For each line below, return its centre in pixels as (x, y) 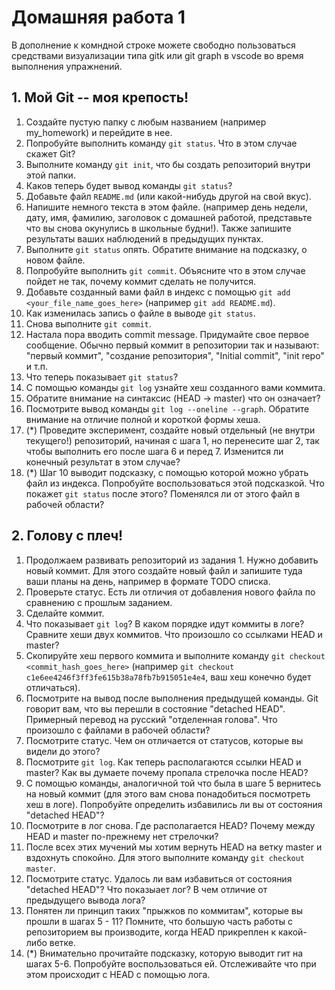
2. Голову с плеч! (67, 536)
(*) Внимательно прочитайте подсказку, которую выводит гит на (164, 953)
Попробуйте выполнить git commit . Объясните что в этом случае (165, 270)
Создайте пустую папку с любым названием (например (146, 122)
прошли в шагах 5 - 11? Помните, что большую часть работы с (159, 921)
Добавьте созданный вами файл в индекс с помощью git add (158, 292)
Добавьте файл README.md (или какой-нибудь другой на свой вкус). (168, 196)
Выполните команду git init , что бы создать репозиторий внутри (168, 164)
